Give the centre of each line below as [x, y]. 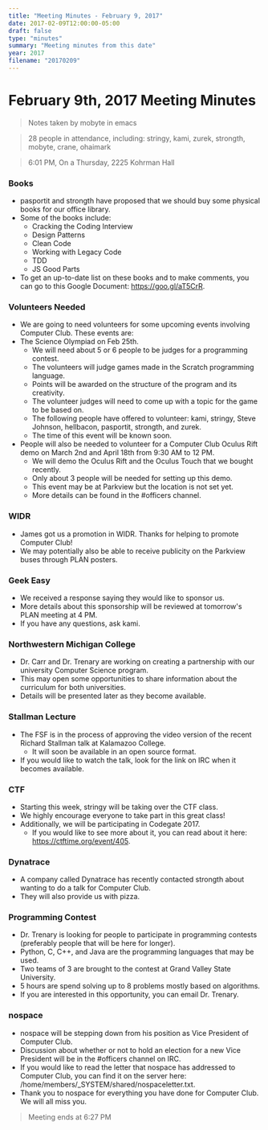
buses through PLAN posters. [69, 559]
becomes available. [52, 768]
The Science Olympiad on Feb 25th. [79, 342]
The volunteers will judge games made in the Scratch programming [143, 368]
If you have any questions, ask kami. [80, 623]
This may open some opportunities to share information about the [128, 679]
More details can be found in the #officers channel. [117, 495]
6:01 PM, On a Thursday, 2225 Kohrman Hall [101, 162]
